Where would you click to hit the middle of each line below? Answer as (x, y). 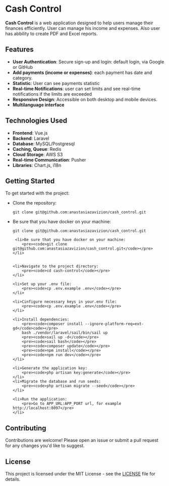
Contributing (26, 428)
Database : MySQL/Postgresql (44, 144)
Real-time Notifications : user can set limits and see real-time (76, 89)
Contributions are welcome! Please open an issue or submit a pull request (82, 440)
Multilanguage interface (38, 105)
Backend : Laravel (31, 138)
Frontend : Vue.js (30, 133)
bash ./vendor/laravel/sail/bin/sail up (65, 333)
